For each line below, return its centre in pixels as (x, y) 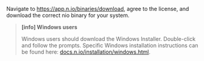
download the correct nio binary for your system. (68, 15)
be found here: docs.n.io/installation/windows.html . (86, 52)
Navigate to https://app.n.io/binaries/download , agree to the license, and (98, 9)
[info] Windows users (49, 27)
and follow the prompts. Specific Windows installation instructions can (110, 45)
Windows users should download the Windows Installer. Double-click (108, 39)
